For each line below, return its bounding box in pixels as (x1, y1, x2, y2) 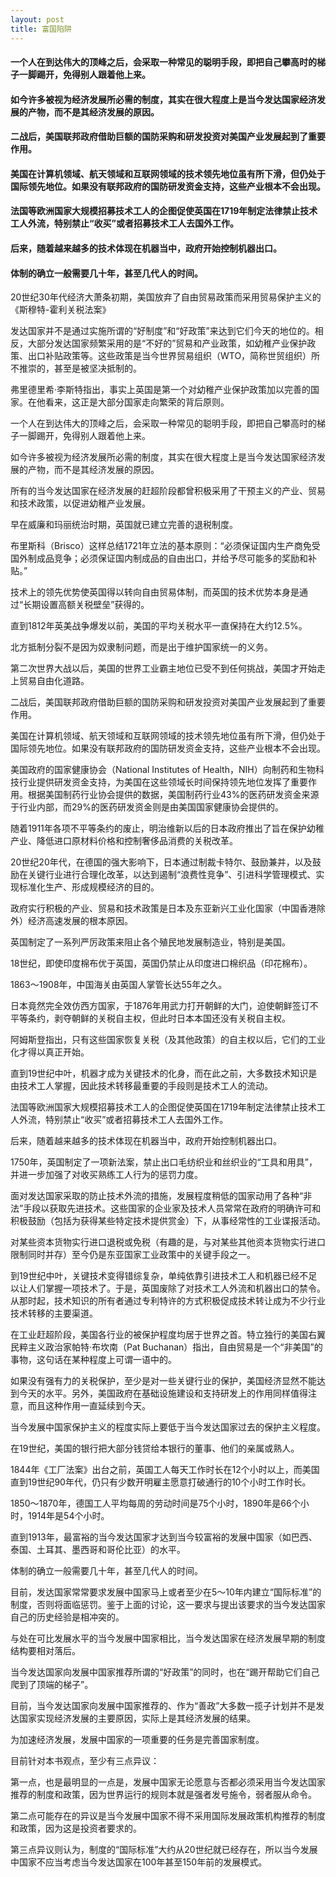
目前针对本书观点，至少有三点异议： (10, 1755, 160, 1767)
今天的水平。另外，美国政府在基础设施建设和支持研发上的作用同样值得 (18, 1387, 308, 1400)
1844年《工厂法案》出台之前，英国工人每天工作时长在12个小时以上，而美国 (10, 1464, 320, 1476)
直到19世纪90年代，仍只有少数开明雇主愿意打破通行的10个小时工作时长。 (10, 1476, 312, 1488)
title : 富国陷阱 (10, 24, 72, 34)
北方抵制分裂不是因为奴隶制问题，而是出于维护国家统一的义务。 (10, 641, 273, 653)
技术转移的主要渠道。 (10, 1307, 98, 1320)
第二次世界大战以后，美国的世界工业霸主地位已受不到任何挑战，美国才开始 (10, 662, 317, 675)
